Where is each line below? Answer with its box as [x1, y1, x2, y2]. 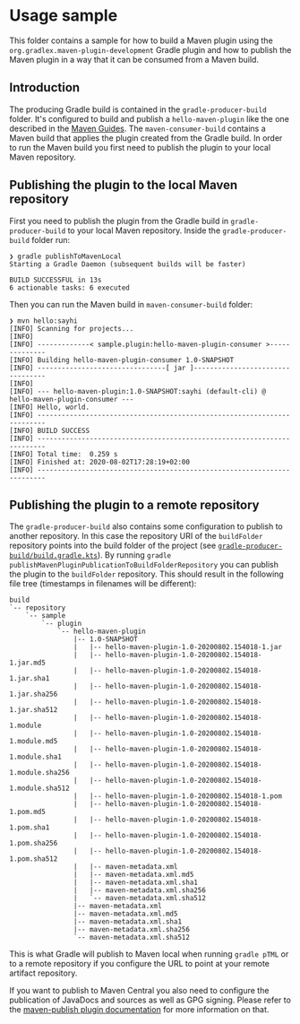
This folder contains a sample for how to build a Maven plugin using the [9, 35, 273, 46]
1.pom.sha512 [9, 855, 58, 863]
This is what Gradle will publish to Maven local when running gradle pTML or [9, 949, 289, 959]
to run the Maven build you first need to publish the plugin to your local [9, 142, 271, 152]
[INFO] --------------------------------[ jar [9, 363, 186, 372]
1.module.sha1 [9, 752, 63, 762]
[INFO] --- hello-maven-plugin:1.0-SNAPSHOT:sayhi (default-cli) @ [9, 386, 267, 395]
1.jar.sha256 [9, 690, 58, 699]
